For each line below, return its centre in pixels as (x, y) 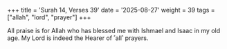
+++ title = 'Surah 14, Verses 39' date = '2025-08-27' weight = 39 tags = (111, 10)
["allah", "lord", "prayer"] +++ (49, 17)
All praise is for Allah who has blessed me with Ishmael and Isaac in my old (114, 31)
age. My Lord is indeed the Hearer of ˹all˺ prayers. (78, 38)
